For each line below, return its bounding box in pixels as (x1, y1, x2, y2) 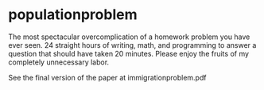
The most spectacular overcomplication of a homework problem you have (8, 32, 250, 41)
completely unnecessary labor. (8, 57, 110, 67)
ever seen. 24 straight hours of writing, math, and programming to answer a (8, 40, 257, 49)
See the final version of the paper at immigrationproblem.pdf (8, 72, 207, 82)
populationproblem (8, 6, 138, 24)
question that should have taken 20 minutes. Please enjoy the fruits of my (8, 49, 249, 58)
